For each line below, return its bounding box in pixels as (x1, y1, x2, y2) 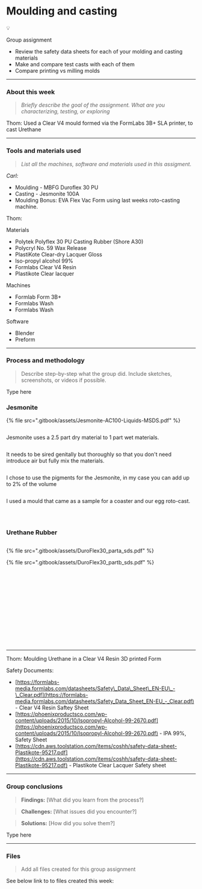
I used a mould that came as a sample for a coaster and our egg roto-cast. (6, 498, 191, 505)
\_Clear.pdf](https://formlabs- (14, 691, 88, 699)
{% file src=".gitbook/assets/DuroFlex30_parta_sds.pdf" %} (6, 547, 155, 555)
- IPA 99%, (159, 730, 186, 737)
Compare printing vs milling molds (14, 67, 100, 74)
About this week (6, 87, 55, 96)
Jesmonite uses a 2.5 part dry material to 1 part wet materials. (6, 434, 159, 441)
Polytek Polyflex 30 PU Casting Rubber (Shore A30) (14, 238, 144, 245)
